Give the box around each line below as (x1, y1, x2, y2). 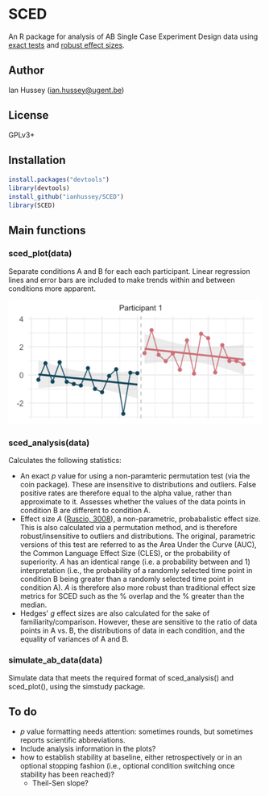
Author (8, 64, 44, 78)
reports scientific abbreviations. (19, 735, 126, 744)
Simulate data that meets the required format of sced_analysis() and (8, 672, 234, 683)
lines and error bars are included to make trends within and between (8, 275, 235, 284)
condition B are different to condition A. (19, 506, 151, 516)
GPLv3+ (8, 130, 35, 140)
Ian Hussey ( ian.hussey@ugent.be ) (8, 85, 125, 95)
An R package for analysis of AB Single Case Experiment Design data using (8, 32, 259, 41)
